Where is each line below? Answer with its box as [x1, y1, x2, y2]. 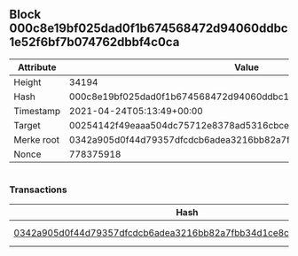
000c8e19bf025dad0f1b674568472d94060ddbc [9, 21, 288, 36]
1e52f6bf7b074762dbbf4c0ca [9, 35, 180, 50]
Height [13, 75, 42, 88]
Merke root [13, 133, 60, 145]
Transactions [9, 183, 68, 196]
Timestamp [13, 105, 61, 117]
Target [13, 119, 42, 131]
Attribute [17, 61, 57, 74]
